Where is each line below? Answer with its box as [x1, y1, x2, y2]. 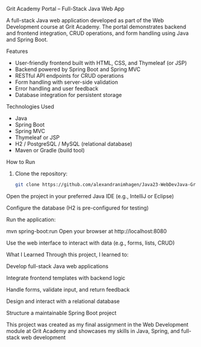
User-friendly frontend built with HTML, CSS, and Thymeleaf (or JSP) [14, 60, 187, 66]
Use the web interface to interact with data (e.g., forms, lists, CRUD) [6, 239, 175, 246]
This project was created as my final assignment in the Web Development [6, 320, 188, 328]
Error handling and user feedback [14, 85, 99, 92]
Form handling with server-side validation [14, 78, 119, 86]
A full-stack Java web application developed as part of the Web [6, 17, 164, 23]
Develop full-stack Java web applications [6, 262, 109, 270]
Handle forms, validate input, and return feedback [6, 286, 130, 293]
